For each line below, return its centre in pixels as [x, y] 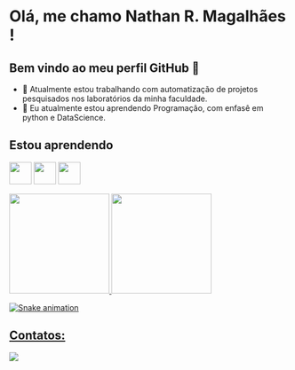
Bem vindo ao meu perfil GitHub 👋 [104, 68]
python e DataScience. [64, 118]
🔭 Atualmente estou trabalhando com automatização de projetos [140, 89]
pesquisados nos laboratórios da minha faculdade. [115, 98]
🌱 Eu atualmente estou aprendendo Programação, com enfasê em [143, 108]
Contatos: [37, 336]
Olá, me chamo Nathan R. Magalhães [148, 16]
